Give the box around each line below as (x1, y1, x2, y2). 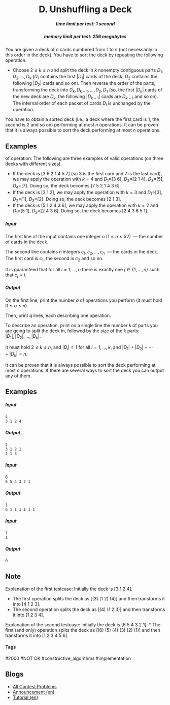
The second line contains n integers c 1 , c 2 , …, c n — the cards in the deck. (5, 249, 159, 256)
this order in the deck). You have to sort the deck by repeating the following (5, 52, 163, 58)
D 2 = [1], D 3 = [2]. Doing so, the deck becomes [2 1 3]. (12, 196, 122, 203)
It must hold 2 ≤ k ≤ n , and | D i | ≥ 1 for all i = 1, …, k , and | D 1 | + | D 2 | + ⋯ (5, 344, 153, 351)
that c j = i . (5, 272, 27, 279)
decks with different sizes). (5, 161, 62, 167)
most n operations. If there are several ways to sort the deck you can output (5, 367, 164, 373)
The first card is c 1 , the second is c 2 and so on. (5, 255, 104, 263)
